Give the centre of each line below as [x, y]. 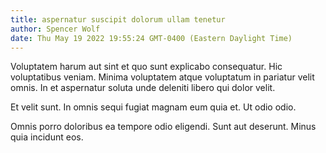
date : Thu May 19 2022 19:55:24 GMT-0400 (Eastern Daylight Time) [151, 38]
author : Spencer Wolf [55, 29]
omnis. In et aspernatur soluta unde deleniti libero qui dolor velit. [143, 88]
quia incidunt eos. [47, 137]
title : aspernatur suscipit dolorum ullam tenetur [118, 19]
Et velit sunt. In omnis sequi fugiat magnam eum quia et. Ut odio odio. [153, 107]
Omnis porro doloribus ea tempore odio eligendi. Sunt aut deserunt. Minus [163, 127]
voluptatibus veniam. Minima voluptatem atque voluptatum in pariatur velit [162, 77]
